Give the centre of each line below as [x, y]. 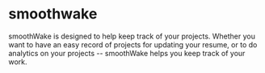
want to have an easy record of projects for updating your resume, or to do [133, 44]
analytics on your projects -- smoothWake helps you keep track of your [127, 53]
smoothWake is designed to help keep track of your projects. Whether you [132, 36]
